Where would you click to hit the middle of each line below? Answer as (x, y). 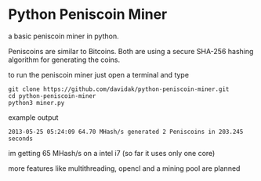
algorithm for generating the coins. (64, 60)
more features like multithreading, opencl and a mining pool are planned (124, 168)
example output (33, 117)
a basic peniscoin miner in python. (63, 36)
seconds (21, 139)
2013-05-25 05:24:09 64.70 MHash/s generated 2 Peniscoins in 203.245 (126, 132)
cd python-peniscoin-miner (52, 96)
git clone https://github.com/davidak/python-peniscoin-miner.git (119, 89)
